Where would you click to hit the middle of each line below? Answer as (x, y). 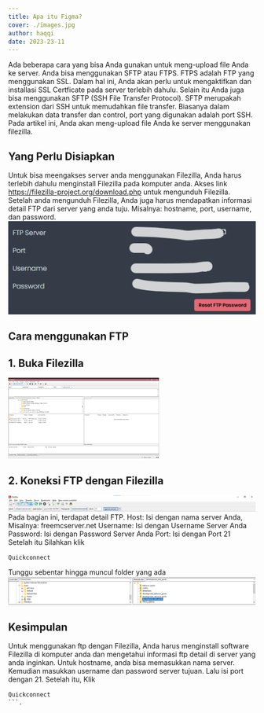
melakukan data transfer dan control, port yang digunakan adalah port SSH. (130, 115)
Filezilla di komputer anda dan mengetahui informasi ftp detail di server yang (132, 654)
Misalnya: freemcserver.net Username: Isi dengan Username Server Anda (128, 525)
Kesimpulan (38, 627)
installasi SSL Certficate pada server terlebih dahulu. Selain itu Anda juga (126, 90)
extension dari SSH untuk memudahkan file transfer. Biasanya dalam (119, 107)
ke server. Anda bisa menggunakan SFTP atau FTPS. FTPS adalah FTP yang (131, 73)
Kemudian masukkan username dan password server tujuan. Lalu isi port (126, 671)
